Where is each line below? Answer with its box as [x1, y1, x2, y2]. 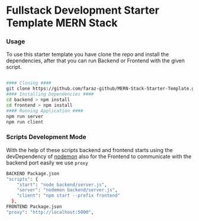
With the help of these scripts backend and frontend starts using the [6, 146, 173, 153]
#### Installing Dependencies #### [6, 91, 94, 97]
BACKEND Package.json [6, 171, 60, 176]
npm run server [6, 113, 44, 119]
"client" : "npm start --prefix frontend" [17, 192, 120, 199]
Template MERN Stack [6, 16, 118, 30]
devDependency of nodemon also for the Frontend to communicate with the [6, 153, 192, 160]
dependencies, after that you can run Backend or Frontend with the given [6, 57, 185, 64]
